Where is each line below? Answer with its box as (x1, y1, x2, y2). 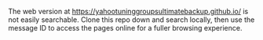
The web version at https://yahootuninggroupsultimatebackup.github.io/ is (8, 7, 249, 16)
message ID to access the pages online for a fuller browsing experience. (8, 24, 243, 32)
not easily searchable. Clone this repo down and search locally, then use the (8, 15, 255, 24)
